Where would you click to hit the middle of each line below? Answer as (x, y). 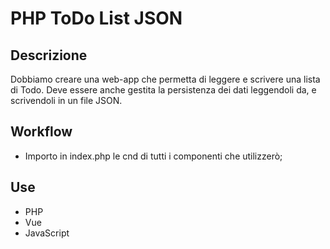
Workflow (41, 132)
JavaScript (47, 233)
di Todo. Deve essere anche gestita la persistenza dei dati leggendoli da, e (163, 90)
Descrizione (49, 55)
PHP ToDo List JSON (96, 18)
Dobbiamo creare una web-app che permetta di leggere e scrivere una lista (165, 79)
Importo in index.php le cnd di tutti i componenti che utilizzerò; (153, 156)
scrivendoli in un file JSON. (66, 100)
